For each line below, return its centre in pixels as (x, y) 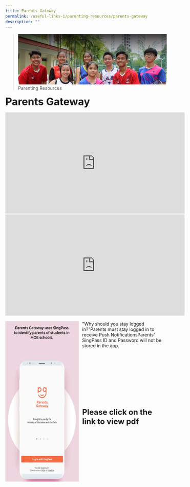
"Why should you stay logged (113, 324)
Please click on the (117, 412)
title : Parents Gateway (31, 11)
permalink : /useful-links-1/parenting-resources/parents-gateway (76, 16)
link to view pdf (111, 422)
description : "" (23, 22)
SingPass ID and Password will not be (122, 340)
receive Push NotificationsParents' (119, 335)
